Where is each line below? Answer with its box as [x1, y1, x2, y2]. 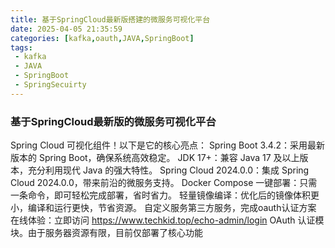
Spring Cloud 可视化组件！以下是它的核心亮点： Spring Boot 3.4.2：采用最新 [10, 139, 326, 151]
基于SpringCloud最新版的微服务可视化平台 [10, 114, 217, 128]
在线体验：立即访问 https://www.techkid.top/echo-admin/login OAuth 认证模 [10, 214, 325, 226]
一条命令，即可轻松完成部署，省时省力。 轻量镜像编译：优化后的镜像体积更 [10, 189, 320, 201]
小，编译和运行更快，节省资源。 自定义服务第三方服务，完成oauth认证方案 [10, 202, 317, 214]
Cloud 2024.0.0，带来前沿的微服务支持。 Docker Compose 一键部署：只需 [10, 177, 318, 189]
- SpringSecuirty [14, 80, 87, 90]
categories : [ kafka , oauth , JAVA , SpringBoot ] [10, 33, 195, 43]
